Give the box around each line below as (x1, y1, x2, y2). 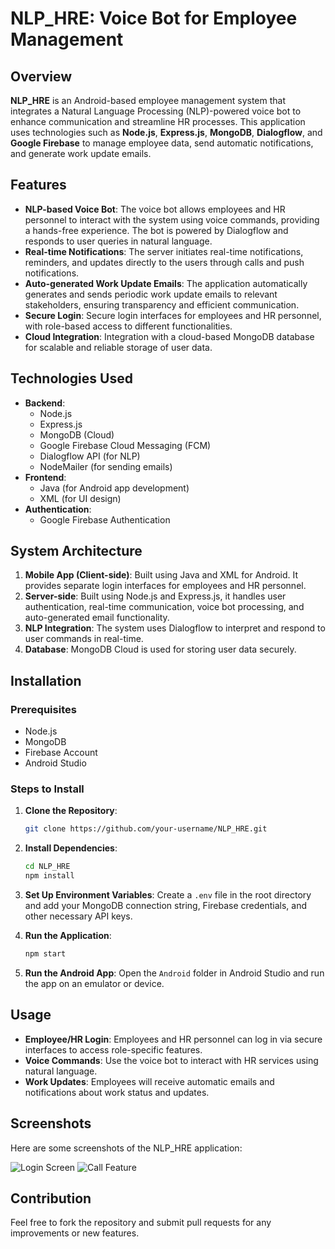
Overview (10, 68, 73, 85)
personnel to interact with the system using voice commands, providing (24, 213, 320, 226)
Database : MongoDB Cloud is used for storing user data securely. (24, 643, 297, 656)
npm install (24, 871, 75, 881)
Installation (10, 672, 82, 689)
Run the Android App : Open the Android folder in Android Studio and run (24, 967, 325, 979)
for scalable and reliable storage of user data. (24, 341, 213, 353)
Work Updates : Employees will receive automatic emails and (24, 1075, 275, 1087)
